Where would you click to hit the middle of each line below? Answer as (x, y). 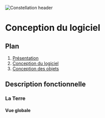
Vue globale (18, 110)
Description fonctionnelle (46, 84)
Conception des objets (36, 69)
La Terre (15, 99)
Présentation (25, 58)
